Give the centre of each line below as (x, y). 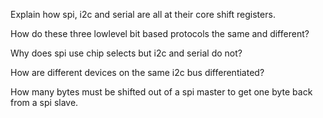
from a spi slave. (44, 102)
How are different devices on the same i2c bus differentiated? (137, 72)
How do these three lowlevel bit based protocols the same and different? (160, 33)
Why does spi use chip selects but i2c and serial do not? (126, 53)
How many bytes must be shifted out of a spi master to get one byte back (161, 92)
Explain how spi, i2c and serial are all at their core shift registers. (143, 14)
